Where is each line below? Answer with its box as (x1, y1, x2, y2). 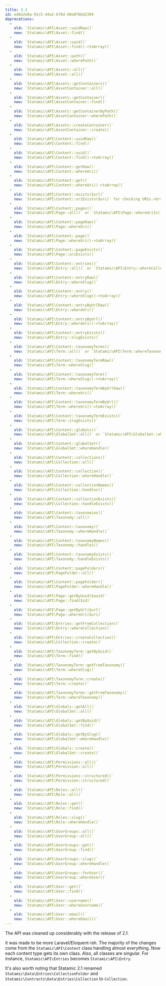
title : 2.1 (5, 7, 28, 12)
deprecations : (5, 16, 35, 21)
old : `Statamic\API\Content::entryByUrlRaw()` (14, 302, 112, 308)
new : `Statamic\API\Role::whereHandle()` (14, 820, 100, 825)
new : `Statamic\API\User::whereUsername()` (14, 903, 105, 908)
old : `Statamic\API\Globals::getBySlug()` (14, 732, 103, 737)
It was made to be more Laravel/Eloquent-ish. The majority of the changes (5, 940, 157, 946)
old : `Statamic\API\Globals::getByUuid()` (14, 718, 103, 723)
